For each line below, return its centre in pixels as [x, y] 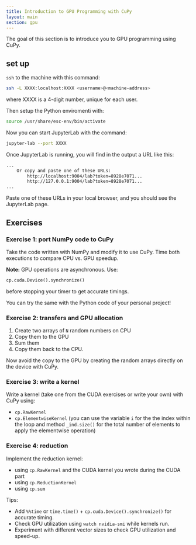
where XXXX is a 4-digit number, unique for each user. [72, 99]
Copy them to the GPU [42, 337]
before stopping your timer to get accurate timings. [68, 291]
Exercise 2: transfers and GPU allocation [65, 318]
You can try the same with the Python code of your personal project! [89, 303]
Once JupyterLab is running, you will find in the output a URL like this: [90, 154]
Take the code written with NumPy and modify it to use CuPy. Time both [93, 252]
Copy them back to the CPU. [49, 349]
